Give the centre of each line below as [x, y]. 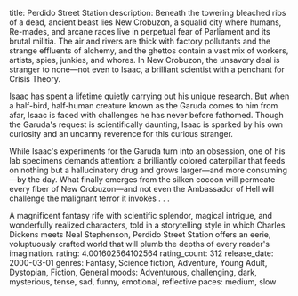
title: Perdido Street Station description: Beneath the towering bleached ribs [148, 13]
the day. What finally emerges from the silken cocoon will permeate [152, 180]
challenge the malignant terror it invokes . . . [90, 198]
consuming [266, 170]
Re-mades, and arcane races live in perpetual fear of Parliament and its [140, 32]
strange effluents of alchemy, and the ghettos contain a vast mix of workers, [149, 51]
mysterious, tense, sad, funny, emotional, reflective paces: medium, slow [143, 282]
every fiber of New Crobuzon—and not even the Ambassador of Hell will [141, 189]
